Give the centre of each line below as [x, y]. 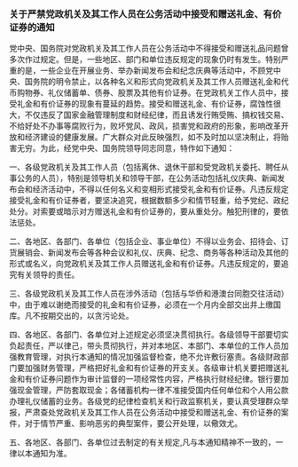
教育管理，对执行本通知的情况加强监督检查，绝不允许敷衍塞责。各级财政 [149, 357]
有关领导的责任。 [48, 275]
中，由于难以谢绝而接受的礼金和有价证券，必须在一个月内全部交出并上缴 [141, 305]
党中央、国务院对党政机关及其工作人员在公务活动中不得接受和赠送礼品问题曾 [149, 48]
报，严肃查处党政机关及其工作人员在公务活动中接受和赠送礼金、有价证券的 [145, 412]
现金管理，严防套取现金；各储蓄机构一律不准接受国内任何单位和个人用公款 [153, 390]
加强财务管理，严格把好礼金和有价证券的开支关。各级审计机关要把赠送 [153, 368]
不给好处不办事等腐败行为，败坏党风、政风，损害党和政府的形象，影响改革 [145, 126]
